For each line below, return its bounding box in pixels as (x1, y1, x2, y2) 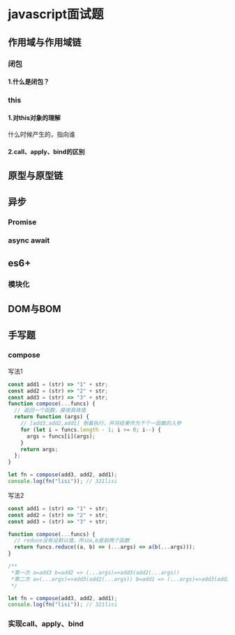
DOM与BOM (8, 303, 61, 315)
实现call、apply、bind (8, 619, 84, 629)
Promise (8, 217, 37, 227)
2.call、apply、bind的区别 (8, 147, 85, 155)
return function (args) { (14, 413, 90, 420)
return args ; (20, 445, 59, 453)
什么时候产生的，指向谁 (8, 130, 75, 139)
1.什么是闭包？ (8, 77, 50, 86)
